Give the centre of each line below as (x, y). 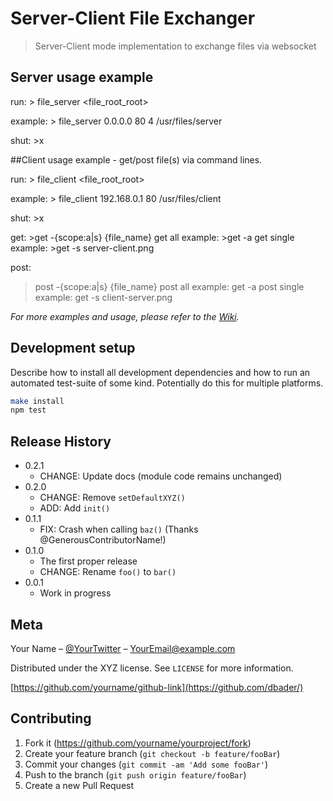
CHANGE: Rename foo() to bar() (108, 572)
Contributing (51, 718)
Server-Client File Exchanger (133, 18)
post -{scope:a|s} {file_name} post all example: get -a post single (169, 286)
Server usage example (82, 77)
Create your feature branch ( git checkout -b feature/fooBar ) (152, 753)
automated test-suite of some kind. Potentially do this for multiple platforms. (167, 383)
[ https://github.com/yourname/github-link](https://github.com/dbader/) (157, 687)
